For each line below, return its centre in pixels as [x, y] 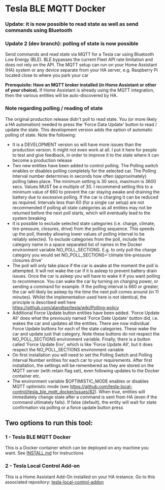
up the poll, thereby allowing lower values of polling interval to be [78, 234]
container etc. [26, 376]
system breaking [29, 218]
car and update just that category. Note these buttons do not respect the [86, 334]
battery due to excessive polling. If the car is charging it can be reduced [85, 197]
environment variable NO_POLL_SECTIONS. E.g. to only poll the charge [84, 249]
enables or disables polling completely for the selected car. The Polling [84, 171]
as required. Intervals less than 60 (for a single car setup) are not [78, 202]
